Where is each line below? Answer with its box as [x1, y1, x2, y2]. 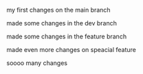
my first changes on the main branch [6, 6, 111, 14]
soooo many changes [6, 59, 68, 67]
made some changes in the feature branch [6, 32, 127, 40]
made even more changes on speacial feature [6, 46, 137, 53]
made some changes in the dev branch [6, 19, 118, 27]
